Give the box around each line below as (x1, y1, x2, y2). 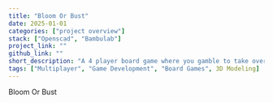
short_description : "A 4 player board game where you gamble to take (8, 58, 249, 66)
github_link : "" (8, 49, 63, 58)
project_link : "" (8, 42, 67, 50)
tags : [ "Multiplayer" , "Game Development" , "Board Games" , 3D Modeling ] (8, 65, 260, 73)
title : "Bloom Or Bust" (8, 11, 89, 20)
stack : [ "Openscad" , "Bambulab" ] (8, 34, 122, 43)
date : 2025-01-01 (8, 19, 67, 28)
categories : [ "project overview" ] (8, 27, 126, 35)
